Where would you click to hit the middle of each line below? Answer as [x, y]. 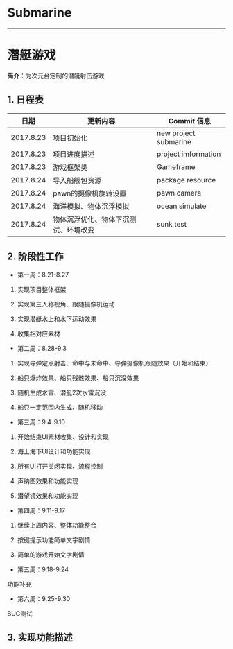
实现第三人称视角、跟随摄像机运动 [66, 304]
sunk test [172, 224]
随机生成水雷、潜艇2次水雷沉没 [62, 392]
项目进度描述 [74, 154]
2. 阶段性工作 [35, 257]
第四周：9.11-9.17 [41, 510]
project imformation [189, 154]
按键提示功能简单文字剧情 [54, 539]
